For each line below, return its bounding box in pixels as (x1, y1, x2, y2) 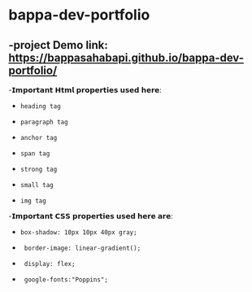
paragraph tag (20, 118, 68, 126)
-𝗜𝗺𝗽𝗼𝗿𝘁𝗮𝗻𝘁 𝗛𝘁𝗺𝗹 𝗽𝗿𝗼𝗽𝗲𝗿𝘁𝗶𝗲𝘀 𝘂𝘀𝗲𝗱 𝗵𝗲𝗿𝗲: (8, 85, 163, 94)
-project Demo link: (8, 38, 108, 52)
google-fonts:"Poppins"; (24, 276, 108, 284)
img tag (20, 197, 46, 205)
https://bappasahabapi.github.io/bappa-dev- (8, 50, 244, 64)
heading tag (20, 102, 61, 111)
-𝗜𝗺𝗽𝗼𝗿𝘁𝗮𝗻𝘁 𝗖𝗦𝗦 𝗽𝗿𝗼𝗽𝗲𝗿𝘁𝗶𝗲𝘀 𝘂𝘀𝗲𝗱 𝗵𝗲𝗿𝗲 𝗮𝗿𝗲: (8, 211, 173, 220)
